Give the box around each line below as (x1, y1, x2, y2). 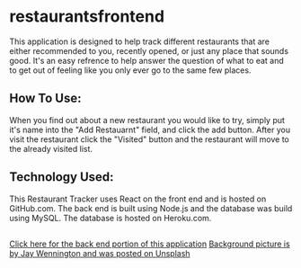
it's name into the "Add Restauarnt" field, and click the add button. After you (9, 124, 290, 135)
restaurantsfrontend (9, 6, 164, 27)
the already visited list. (9, 143, 93, 154)
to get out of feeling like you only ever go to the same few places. (9, 65, 252, 76)
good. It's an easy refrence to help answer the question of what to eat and (9, 55, 285, 66)
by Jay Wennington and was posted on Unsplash (9, 247, 190, 258)
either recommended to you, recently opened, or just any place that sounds (9, 45, 289, 56)
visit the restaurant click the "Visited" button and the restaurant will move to (9, 133, 290, 145)
